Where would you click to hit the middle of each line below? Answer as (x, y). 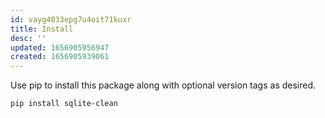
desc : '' (28, 38)
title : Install (42, 29)
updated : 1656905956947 (60, 47)
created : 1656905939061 (60, 57)
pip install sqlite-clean (64, 104)
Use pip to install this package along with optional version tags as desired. (163, 85)
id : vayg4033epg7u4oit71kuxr (71, 19)
